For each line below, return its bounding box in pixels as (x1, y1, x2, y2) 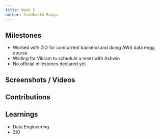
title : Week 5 (5, 7, 36, 13)
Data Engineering (12, 123, 49, 130)
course (12, 50, 28, 56)
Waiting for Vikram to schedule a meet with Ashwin (12, 55, 120, 62)
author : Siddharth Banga (5, 12, 58, 17)
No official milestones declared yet (12, 61, 86, 67)
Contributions (5, 93, 50, 102)
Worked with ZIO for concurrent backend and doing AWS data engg (12, 44, 155, 51)
